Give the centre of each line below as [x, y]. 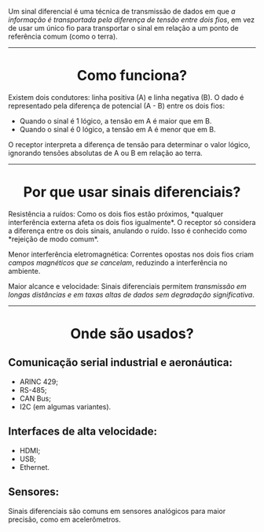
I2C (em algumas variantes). [65, 406]
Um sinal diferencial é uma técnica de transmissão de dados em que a [122, 11]
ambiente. [24, 271]
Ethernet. [34, 467]
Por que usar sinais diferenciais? [132, 192]
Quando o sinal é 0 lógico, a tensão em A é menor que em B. [117, 129]
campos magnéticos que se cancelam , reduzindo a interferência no [118, 262]
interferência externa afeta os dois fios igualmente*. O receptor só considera [132, 222]
